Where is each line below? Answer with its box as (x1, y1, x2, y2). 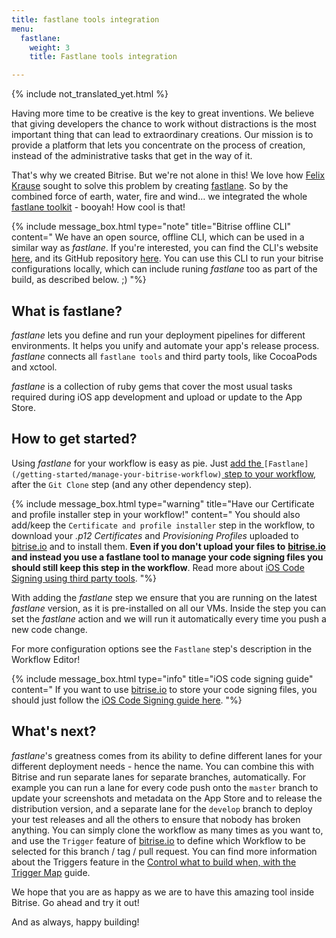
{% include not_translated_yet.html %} (11, 88, 169, 100)
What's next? (11, 723, 97, 740)
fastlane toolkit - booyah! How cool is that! (11, 201, 186, 213)
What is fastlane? (11, 302, 123, 320)
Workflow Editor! (11, 653, 81, 665)
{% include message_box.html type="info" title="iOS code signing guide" (11, 672, 314, 685)
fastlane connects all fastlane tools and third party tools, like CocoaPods (11, 350, 318, 362)
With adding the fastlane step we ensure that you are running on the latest (11, 591, 318, 603)
